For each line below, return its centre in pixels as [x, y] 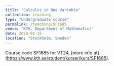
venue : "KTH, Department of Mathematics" [50, 29]
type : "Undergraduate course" [37, 19]
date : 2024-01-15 [24, 34]
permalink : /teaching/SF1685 [36, 24]
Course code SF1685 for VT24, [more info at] [52, 53]
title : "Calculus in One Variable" [43, 10]
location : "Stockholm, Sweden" [38, 39]
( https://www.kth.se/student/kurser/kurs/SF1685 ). [58, 58]
